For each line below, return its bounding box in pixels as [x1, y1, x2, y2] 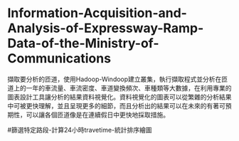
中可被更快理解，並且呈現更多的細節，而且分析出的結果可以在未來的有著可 [7, 101, 225, 110]
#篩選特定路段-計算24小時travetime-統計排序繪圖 [7, 125, 152, 134]
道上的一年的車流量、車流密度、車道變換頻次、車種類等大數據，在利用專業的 [7, 83, 232, 92]
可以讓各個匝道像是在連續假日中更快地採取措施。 [26, 110, 169, 119]
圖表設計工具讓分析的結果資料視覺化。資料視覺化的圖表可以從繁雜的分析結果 [7, 93, 232, 101]
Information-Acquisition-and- [7, 5, 187, 21]
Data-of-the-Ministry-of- [7, 36, 159, 51]
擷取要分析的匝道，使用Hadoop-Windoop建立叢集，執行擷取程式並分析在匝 [7, 75, 228, 83]
